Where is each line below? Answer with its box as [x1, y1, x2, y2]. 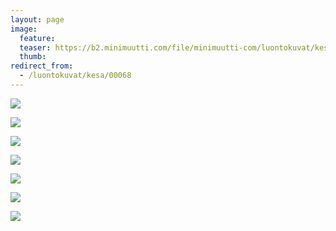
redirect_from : [10, 61, 74, 71]
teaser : [19, 42, 52, 53]
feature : [19, 33, 56, 43]
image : [10, 24, 38, 34]
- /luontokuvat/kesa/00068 [19, 71, 132, 81]
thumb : [19, 52, 47, 62]
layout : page [10, 14, 65, 25]
